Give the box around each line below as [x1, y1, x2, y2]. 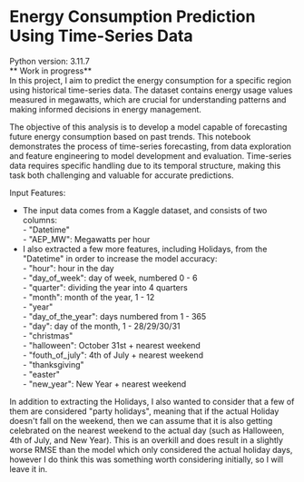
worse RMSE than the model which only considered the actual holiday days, [9, 444, 293, 455]
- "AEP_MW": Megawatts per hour [22, 233, 151, 244]
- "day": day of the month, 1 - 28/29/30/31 [22, 320, 181, 331]
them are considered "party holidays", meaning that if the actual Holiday [9, 406, 279, 417]
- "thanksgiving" [22, 359, 84, 369]
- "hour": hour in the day [22, 262, 115, 273]
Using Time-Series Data [9, 25, 193, 46]
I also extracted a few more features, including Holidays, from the [22, 243, 268, 254]
